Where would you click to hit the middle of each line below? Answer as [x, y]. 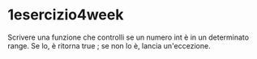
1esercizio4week [66, 15]
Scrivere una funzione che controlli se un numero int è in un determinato [128, 37]
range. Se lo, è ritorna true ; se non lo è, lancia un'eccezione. [109, 45]
